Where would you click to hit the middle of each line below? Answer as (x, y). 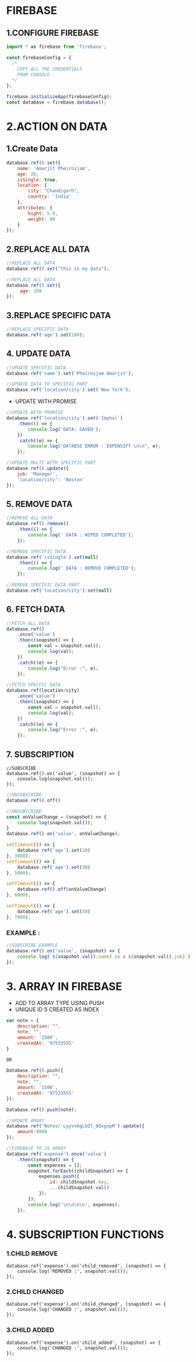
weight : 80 (42, 219)
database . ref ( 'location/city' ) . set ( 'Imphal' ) (64, 418)
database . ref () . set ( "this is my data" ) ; (58, 269)
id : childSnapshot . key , (80, 1182)
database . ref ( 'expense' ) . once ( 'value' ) (57, 1154)
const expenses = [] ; (55, 1165)
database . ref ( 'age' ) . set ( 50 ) (54, 911)
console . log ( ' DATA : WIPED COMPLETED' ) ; (81, 535)
